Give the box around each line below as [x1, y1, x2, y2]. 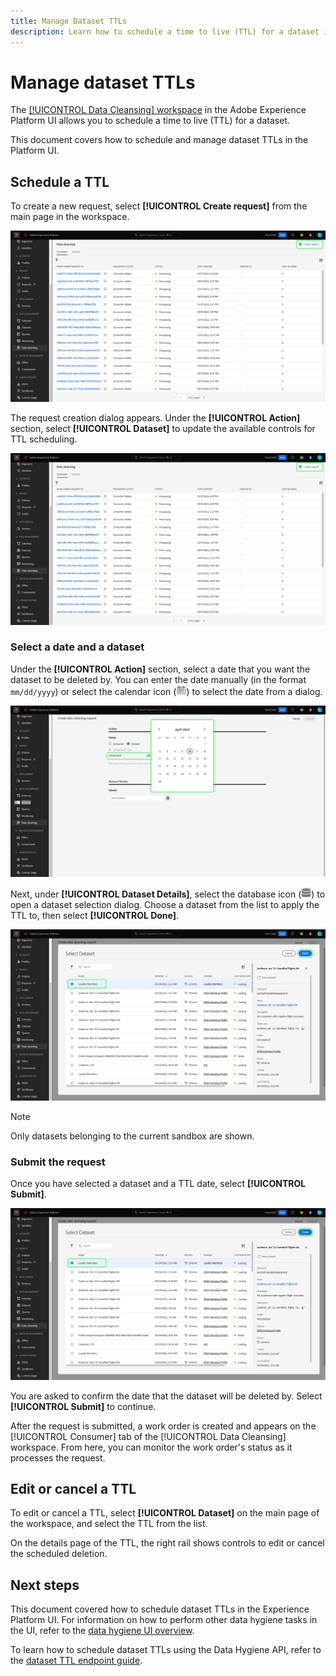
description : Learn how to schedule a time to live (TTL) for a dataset [10, 26, 320, 37]
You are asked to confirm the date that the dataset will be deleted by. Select [10, 1390, 323, 1402]
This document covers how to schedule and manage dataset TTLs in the [10, 134, 309, 146]
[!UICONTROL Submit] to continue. [10, 1400, 157, 1412]
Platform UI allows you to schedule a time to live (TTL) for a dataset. [10, 115, 290, 127]
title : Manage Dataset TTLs [10, 16, 128, 26]
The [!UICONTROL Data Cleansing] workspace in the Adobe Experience [10, 104, 307, 116]
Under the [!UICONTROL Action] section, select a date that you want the [10, 663, 311, 675]
